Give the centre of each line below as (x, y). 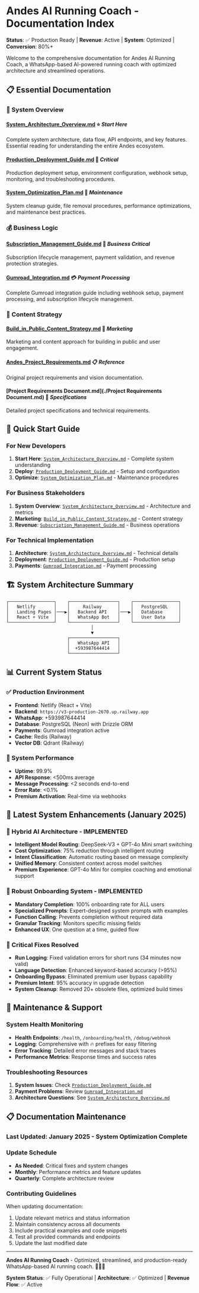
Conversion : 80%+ (30, 46)
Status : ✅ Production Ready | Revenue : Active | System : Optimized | (90, 40)
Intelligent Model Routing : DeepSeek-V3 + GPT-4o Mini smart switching (103, 845)
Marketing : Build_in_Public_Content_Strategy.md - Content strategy (99, 518)
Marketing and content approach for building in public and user (83, 342)
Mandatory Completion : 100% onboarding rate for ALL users (89, 904)
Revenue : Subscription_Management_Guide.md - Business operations (97, 525)
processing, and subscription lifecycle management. (70, 299)
